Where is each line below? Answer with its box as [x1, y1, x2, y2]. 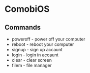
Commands [4, 23, 41, 32]
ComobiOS [4, 3, 50, 15]
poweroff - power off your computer [11, 36, 86, 42]
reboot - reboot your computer [11, 41, 74, 47]
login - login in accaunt [11, 52, 59, 58]
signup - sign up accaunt [11, 47, 62, 52]
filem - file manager [11, 63, 52, 68]
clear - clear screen [11, 57, 52, 63]
